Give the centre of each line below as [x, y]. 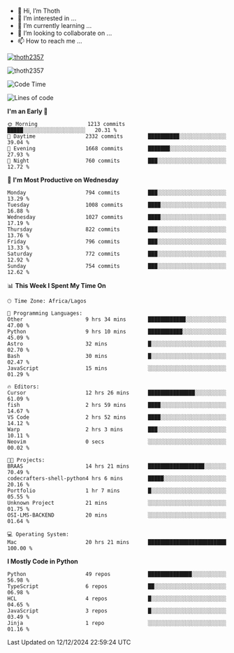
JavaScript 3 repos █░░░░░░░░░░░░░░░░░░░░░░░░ [117, 611]
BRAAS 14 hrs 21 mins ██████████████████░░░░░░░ [117, 466]
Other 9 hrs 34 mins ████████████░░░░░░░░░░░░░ [117, 320]
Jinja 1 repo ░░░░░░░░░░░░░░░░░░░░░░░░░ [117, 623]
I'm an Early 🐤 [28, 111]
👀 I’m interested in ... [47, 18]
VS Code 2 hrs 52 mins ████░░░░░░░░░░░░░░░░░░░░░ [117, 417]
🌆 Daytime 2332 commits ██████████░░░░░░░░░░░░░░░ [117, 136]
